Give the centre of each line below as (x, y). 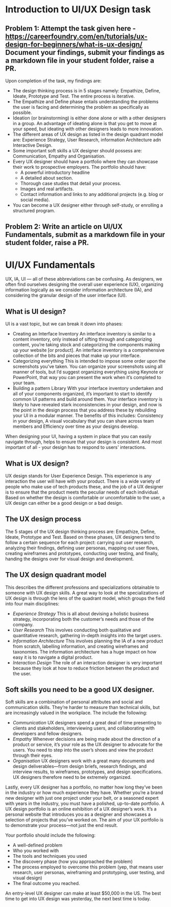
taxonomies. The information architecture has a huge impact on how (84, 652)
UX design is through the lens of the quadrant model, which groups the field (85, 598)
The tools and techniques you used (50, 856)
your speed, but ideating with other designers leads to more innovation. (88, 129)
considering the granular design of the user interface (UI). (66, 295)
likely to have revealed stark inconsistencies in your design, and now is (87, 405)
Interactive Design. (32, 145)
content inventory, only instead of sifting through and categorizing (82, 339)
